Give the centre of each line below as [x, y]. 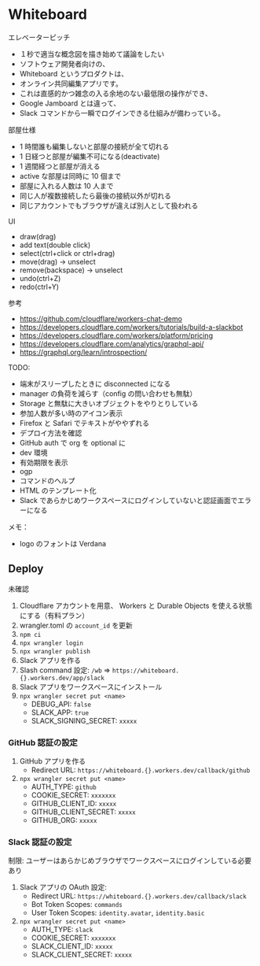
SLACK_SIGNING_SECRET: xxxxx [84, 720]
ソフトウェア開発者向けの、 [64, 64]
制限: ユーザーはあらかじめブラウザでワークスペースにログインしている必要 [130, 861]
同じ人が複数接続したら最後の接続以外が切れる [95, 195]
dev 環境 [34, 452]
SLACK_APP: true [60, 712]
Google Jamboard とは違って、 [70, 103]
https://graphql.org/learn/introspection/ [83, 352]
